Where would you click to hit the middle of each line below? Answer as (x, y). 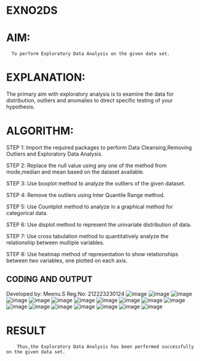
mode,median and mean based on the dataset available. (75, 172)
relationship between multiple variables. (55, 242)
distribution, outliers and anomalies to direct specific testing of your (90, 101)
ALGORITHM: (40, 131)
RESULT (26, 330)
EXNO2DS (32, 10)
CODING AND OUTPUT (49, 279)
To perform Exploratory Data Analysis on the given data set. (91, 54)
